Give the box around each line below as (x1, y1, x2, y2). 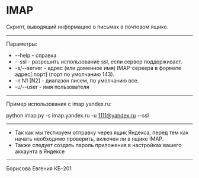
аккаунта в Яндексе (14, 148, 65, 155)
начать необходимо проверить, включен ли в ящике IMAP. (14, 135, 164, 142)
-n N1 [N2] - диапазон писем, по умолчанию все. (14, 77, 139, 84)
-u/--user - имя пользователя (14, 83, 89, 90)
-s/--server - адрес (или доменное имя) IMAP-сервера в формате (14, 64, 182, 71)
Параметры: (6, 40, 37, 47)
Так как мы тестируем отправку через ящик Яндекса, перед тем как (14, 129, 189, 136)
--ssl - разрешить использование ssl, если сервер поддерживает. (14, 58, 182, 65)
